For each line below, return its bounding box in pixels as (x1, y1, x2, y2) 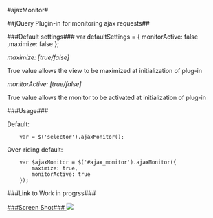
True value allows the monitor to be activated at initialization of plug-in (7, 93, 206, 101)
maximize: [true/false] (7, 53, 70, 61)
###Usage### (7, 107, 49, 115)
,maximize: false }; (7, 40, 60, 48)
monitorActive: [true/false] (7, 80, 82, 88)
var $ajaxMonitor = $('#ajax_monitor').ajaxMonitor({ (19, 159, 177, 166)
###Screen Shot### (7, 204, 65, 211)
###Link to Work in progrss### (7, 189, 96, 197)
